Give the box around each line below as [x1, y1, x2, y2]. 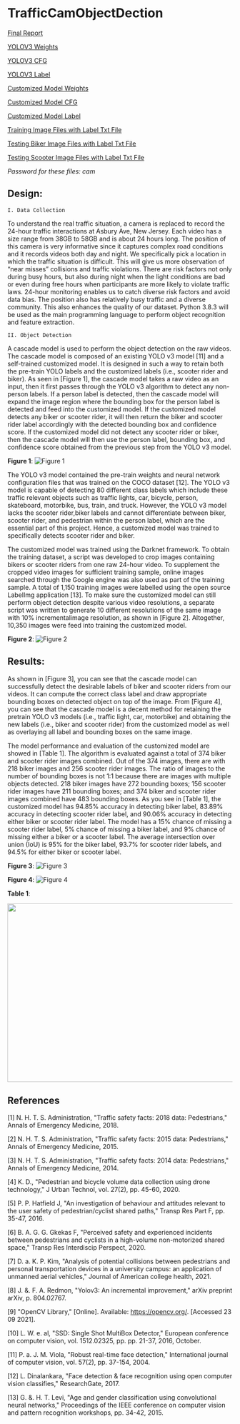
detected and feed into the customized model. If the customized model [7, 405, 216, 413]
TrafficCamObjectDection [7, 5, 164, 21]
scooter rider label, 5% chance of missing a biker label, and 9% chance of [7, 825, 226, 833]
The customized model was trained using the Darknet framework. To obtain [7, 545, 230, 553]
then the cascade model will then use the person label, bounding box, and [7, 435, 226, 443]
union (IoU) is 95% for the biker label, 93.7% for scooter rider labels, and [7, 840, 222, 848]
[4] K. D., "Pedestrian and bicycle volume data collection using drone [7, 1178, 211, 1186]
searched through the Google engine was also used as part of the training [7, 575, 225, 583]
